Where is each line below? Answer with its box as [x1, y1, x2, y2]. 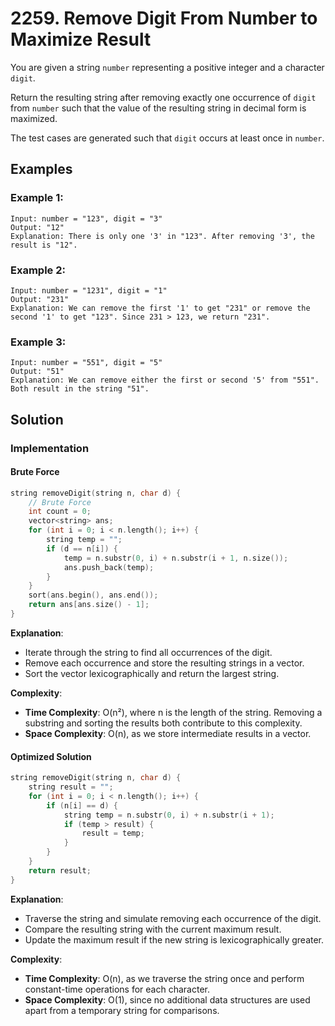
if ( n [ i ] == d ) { [46, 800, 118, 811]
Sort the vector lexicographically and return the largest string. [24, 667, 280, 679]
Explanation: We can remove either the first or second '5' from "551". [10, 375, 320, 386]
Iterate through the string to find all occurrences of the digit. [24, 646, 273, 658]
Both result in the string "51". [10, 384, 150, 394]
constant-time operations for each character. [24, 983, 210, 995]
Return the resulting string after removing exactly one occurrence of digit [10, 91, 317, 103]
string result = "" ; [28, 782, 114, 792]
